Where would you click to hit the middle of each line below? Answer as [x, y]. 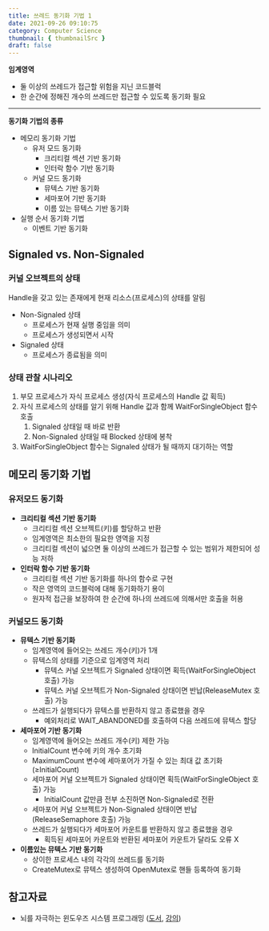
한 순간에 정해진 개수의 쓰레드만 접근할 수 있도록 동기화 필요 [113, 96]
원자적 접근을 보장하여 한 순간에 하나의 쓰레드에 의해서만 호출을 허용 [138, 598]
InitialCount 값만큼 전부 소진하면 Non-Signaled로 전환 [129, 799]
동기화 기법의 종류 [36, 121]
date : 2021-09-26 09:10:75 [53, 23]
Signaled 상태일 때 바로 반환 [76, 427]
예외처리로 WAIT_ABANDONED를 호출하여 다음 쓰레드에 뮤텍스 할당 [150, 721]
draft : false [30, 46]
